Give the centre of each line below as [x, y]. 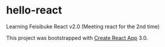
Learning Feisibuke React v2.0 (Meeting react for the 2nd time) [83, 26]
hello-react [34, 10]
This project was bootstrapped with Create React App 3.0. [77, 38]
